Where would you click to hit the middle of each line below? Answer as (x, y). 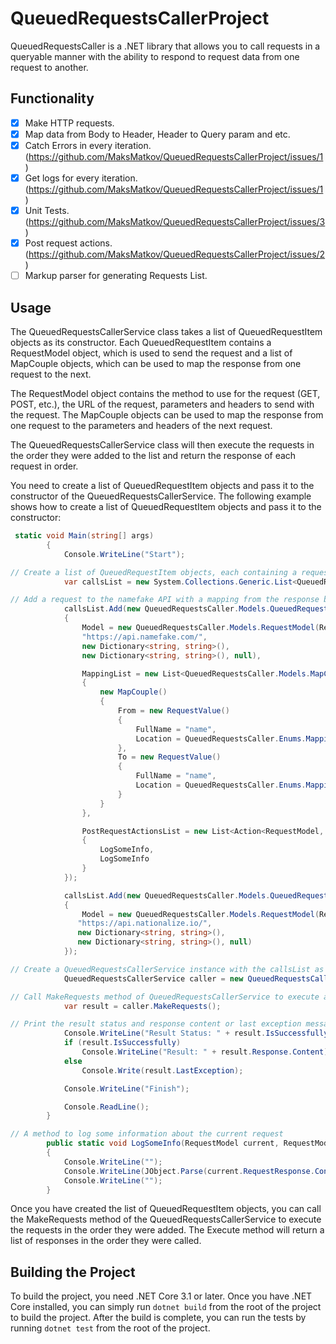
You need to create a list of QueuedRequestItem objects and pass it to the (162, 485)
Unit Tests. (47, 210)
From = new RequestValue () (173, 711)
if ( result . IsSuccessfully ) (122, 1043)
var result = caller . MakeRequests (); (142, 1006)
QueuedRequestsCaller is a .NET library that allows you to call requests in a (165, 46)
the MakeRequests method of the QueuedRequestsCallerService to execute (166, 1219)
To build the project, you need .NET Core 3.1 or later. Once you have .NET (161, 1296)
